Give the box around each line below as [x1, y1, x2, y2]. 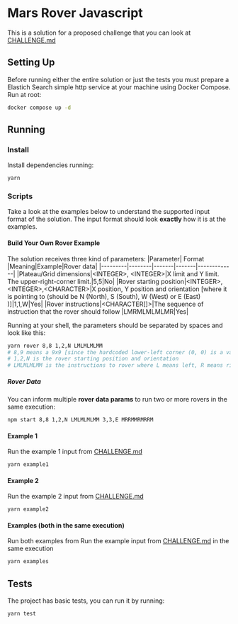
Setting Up [7, 57, 55, 69]
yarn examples [7, 558, 50, 565]
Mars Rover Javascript [7, 5, 143, 21]
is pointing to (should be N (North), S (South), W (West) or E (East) [7, 292, 200, 300]
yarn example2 [7, 506, 50, 513]
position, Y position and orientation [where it [98, 285, 227, 293]
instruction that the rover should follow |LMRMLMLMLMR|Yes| [7, 307, 189, 316]
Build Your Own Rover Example [7, 239, 101, 247]
